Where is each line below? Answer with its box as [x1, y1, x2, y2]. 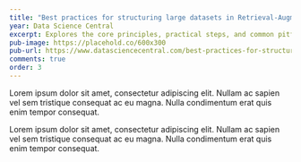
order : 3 [9, 64, 42, 72]
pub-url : [9, 47, 42, 55]
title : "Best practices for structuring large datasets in [9, 13, 235, 22]
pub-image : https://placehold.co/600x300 [9, 38, 167, 47]
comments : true [9, 55, 66, 64]
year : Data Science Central [9, 21, 115, 30]
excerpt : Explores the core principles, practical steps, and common [9, 30, 275, 38]
